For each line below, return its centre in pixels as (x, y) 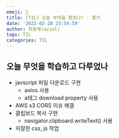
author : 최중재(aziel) (33, 29)
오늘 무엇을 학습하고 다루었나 (57, 67)
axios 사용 (37, 90)
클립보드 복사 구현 (36, 113)
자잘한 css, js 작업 (37, 128)
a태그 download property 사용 (61, 98)
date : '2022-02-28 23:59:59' (43, 23)
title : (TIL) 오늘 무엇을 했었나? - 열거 (53, 18)
